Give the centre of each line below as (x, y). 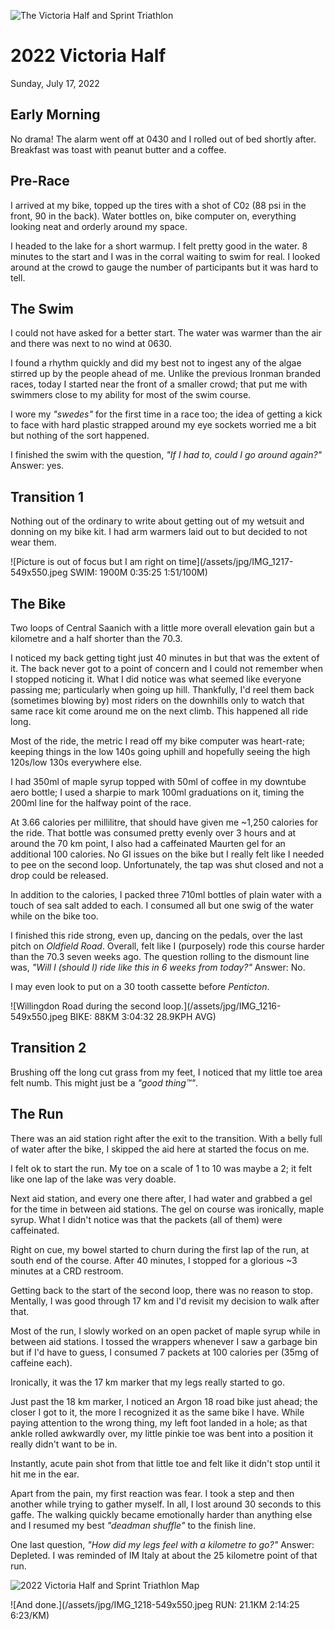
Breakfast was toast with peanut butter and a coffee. (118, 149)
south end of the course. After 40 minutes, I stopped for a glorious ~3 (154, 1260)
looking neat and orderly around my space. (99, 226)
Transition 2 (48, 1048)
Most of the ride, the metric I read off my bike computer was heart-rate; (158, 741)
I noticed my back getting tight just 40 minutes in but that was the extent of (165, 658)
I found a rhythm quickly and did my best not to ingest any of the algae (156, 363)
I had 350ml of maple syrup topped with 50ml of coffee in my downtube (158, 781)
